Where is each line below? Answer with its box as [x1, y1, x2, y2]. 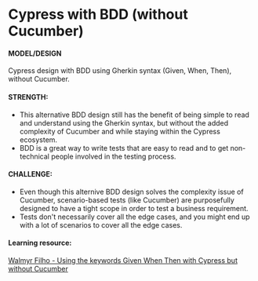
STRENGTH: [8, 92, 49, 101]
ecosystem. [19, 135, 57, 144]
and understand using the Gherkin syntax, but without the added [19, 118, 229, 127]
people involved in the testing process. [50, 151, 176, 161]
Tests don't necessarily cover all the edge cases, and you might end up [19, 212, 250, 221]
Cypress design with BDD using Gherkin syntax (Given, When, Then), [8, 66, 232, 75]
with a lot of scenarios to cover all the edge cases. [19, 220, 183, 229]
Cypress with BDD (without [8, 5, 188, 24]
